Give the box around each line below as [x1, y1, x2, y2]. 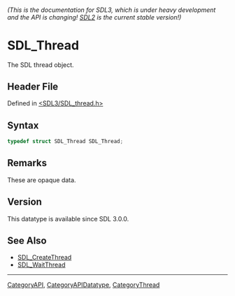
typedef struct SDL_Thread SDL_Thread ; [7, 138, 124, 145]
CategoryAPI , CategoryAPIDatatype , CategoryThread [7, 281, 160, 289]
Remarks [7, 157, 48, 169]
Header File [7, 80, 59, 92]
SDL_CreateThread [17, 253, 72, 262]
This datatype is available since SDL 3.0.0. [7, 214, 129, 223]
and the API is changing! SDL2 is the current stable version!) [7, 13, 182, 21]
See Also [7, 235, 47, 247]
